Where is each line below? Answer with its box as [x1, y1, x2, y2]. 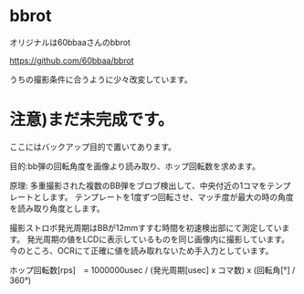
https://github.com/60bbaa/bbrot [9, 55, 134, 66]
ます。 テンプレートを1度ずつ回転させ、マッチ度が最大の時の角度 [48, 191, 294, 202]
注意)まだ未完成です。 [9, 110, 174, 131]
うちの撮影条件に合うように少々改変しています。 [9, 74, 194, 85]
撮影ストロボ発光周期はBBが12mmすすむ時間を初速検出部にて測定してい [9, 222, 282, 233]
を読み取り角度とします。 [9, 203, 105, 214]
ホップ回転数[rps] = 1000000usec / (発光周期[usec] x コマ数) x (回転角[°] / [9, 264, 296, 275]
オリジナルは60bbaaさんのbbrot [9, 37, 131, 47]
